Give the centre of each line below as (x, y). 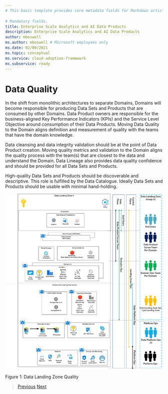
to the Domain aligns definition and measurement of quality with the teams (82, 130)
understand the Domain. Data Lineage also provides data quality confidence (83, 161)
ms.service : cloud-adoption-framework (45, 58)
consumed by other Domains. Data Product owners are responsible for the (82, 114)
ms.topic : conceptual (28, 53)
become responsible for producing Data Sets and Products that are (74, 109)
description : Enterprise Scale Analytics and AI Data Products (72, 32)
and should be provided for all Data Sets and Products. (61, 166)
